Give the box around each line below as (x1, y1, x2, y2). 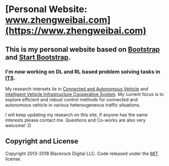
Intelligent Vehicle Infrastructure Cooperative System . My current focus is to (5, 91, 164, 97)
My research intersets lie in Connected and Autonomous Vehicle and (5, 86, 148, 92)
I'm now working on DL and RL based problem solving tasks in (5, 68, 160, 75)
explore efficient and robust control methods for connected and (5, 96, 138, 102)
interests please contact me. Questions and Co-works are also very (5, 117, 146, 123)
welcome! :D (5, 122, 31, 128)
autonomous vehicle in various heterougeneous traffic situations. (5, 102, 141, 108)
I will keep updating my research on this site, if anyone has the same (5, 112, 148, 118)
